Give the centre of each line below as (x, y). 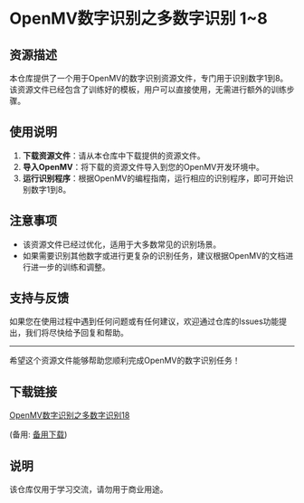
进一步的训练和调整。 (70, 267)
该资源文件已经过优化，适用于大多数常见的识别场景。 (122, 244)
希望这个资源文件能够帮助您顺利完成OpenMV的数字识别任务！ (125, 361)
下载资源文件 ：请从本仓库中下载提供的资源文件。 (114, 156)
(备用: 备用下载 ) (38, 434)
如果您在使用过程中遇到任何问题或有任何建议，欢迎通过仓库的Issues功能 (144, 321)
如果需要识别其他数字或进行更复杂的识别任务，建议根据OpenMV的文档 (154, 255)
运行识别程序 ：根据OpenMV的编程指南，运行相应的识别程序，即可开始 (154, 178)
